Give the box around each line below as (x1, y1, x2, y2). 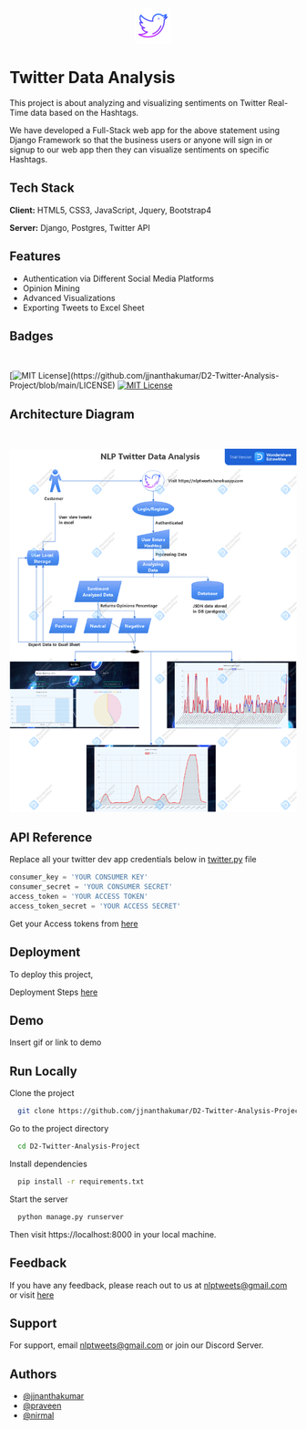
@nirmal (22, 1410, 55, 1421)
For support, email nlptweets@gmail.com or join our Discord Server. (9, 1340, 264, 1351)
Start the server (9, 1194, 68, 1205)
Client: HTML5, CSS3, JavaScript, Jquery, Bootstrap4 (9, 204, 212, 215)
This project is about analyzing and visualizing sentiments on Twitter (9, 97, 267, 108)
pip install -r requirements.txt (17, 1177, 145, 1186)
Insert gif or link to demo (9, 1037, 102, 1048)
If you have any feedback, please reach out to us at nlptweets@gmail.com (9, 1279, 288, 1290)
